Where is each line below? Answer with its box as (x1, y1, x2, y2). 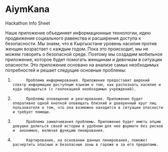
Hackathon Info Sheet (5, 20, 50, 26)
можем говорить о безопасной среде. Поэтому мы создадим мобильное (5, 51, 163, 57)
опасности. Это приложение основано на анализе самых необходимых (5, 62, 159, 68)
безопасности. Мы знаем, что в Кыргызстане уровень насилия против (5, 40, 157, 46)
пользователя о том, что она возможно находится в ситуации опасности (12, 105, 163, 110)
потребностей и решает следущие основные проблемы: (5, 67, 126, 73)
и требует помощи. (12, 109, 51, 114)
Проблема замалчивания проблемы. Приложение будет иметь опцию (26, 119, 161, 124)
